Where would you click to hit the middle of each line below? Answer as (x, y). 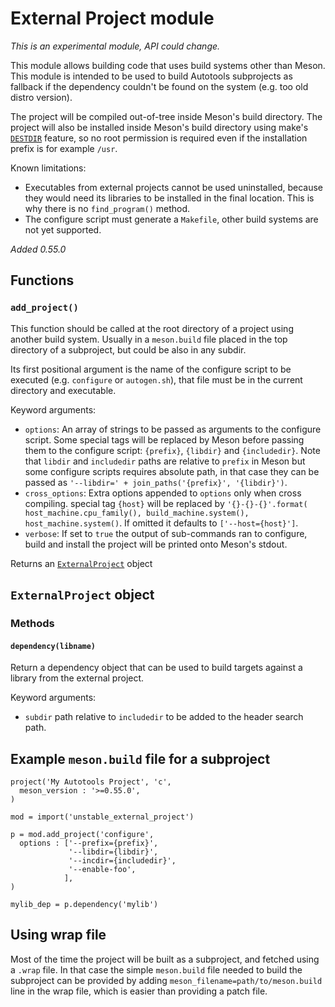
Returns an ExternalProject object (81, 563)
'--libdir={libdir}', (113, 852)
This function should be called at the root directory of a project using (152, 328)
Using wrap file (58, 935)
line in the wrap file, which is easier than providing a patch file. (139, 991)
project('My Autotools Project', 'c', (91, 782)
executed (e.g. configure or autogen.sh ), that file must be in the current (156, 379)
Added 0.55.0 (38, 249)
